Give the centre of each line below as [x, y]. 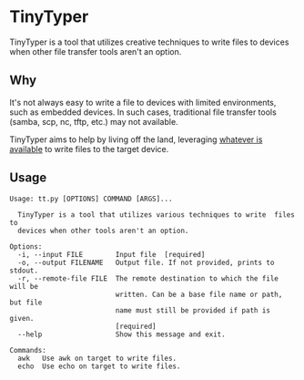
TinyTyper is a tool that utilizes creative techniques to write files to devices [149, 42]
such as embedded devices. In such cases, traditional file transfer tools [143, 112]
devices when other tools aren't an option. [103, 231]
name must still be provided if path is [193, 310]
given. [22, 318]
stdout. [24, 271]
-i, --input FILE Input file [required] [111, 254]
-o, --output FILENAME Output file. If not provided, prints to [146, 262]
